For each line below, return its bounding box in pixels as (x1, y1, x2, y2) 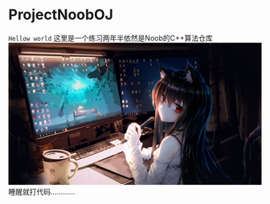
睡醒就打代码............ (8, 187, 76, 197)
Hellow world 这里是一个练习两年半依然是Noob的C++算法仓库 (8, 33, 213, 43)
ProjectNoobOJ (8, 6, 114, 24)
